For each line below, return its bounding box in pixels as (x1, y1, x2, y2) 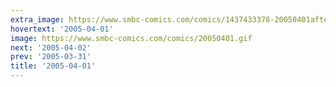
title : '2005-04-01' (10, 61, 97, 71)
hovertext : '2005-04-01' (10, 24, 114, 34)
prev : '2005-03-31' (10, 52, 92, 62)
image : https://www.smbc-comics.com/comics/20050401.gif (10, 33, 253, 43)
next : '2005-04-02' (10, 42, 92, 53)
